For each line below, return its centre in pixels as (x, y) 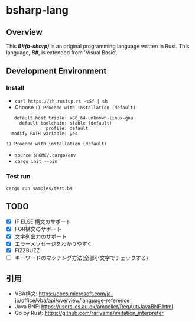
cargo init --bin (36, 161)
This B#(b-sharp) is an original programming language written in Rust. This (98, 46)
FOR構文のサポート (38, 229)
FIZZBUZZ (27, 251)
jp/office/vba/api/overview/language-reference (72, 300)
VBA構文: (26, 294)
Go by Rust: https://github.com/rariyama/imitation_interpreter (89, 313)
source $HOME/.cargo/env (45, 155)
